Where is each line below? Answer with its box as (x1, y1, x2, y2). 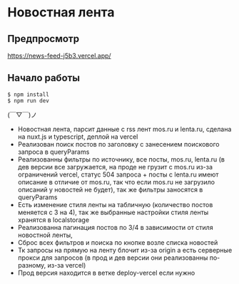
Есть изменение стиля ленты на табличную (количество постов (17, 200, 213, 209)
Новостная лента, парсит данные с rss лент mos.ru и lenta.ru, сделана (17, 125, 232, 133)
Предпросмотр (7, 33, 80, 45)
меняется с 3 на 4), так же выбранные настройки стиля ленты (17, 208, 209, 216)
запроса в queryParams (17, 147, 90, 156)
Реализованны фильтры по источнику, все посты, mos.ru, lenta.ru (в (17, 154, 225, 164)
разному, (17, 261, 46, 269)
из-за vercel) (47, 261, 86, 269)
